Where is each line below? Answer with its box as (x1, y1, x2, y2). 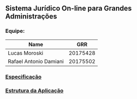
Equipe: (5, 28, 25, 35)
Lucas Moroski (8, 49, 43, 56)
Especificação (5, 73, 42, 80)
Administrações (5, 12, 57, 21)
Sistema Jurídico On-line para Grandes (5, 4, 132, 13)
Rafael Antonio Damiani (8, 57, 64, 65)
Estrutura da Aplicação (5, 87, 64, 94)
